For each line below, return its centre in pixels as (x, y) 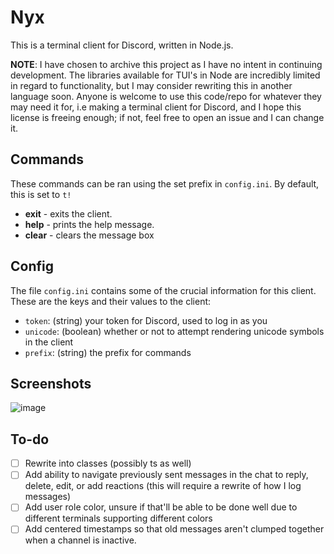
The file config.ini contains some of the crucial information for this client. (163, 290)
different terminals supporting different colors (118, 518)
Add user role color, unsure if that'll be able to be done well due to (161, 507)
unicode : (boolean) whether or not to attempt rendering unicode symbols (174, 331)
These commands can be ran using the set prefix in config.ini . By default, (165, 183)
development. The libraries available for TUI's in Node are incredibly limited (165, 75)
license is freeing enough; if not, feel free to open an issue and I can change (167, 117)
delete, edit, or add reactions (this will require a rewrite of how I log (163, 486)
